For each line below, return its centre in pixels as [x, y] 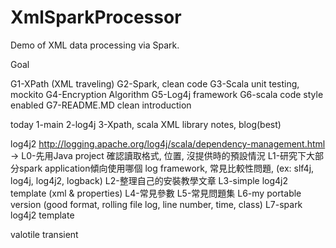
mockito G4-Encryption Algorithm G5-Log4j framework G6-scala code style [167, 94]
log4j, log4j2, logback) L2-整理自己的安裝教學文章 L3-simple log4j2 [149, 180]
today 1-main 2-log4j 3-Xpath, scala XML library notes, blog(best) [146, 124]
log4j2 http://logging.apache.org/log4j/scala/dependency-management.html [168, 143]
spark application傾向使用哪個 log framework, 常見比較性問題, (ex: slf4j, [166, 168]
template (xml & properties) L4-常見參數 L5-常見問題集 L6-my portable [156, 193]
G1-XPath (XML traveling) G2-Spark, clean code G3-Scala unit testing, [155, 83]
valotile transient [44, 234]
